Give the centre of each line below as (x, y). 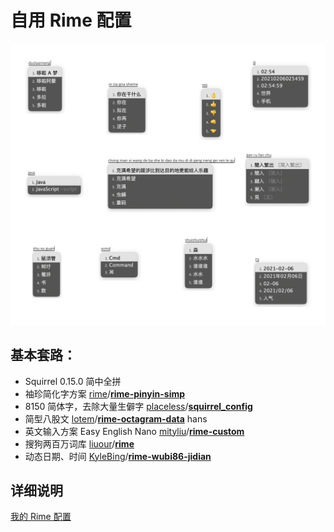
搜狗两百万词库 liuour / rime (79, 443)
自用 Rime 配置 (71, 20)
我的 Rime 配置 (41, 517)
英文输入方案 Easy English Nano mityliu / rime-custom (134, 431)
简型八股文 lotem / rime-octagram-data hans (116, 418)
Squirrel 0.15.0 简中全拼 (73, 381)
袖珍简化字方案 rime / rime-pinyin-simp (105, 393)
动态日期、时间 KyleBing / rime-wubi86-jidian (118, 456)
